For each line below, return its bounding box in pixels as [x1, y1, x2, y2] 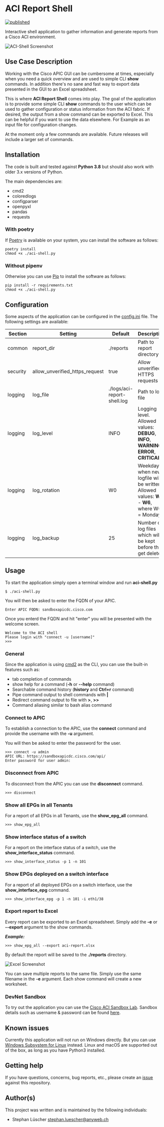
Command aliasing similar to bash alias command [12, 702, 112, 708]
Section [8, 330, 27, 337]
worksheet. [5, 981, 28, 987]
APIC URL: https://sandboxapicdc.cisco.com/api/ [5, 754, 106, 759]
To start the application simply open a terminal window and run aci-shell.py [5, 579, 158, 586]
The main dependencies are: [5, 178, 62, 184]
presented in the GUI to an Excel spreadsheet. [5, 86, 98, 92]
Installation [5, 150, 40, 159]
